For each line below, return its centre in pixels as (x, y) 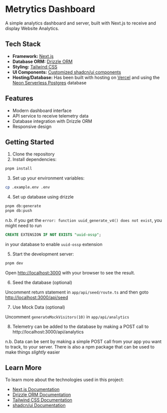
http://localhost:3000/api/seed (37, 297)
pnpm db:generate (23, 206)
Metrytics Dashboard (50, 9)
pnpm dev (14, 263)
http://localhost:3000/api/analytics (48, 331)
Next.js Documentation (36, 389)
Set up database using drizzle (43, 197)
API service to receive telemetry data (50, 115)
